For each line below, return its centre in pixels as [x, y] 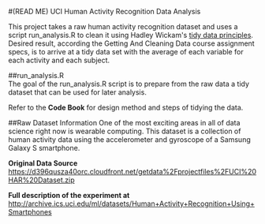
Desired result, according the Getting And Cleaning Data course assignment [131, 43]
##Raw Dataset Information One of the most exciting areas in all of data [124, 123]
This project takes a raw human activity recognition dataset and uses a [123, 26]
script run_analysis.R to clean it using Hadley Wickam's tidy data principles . [131, 35]
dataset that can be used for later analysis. [78, 92]
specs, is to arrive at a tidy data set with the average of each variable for [126, 52]
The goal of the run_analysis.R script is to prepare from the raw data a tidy [129, 84]
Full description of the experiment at [69, 195]
